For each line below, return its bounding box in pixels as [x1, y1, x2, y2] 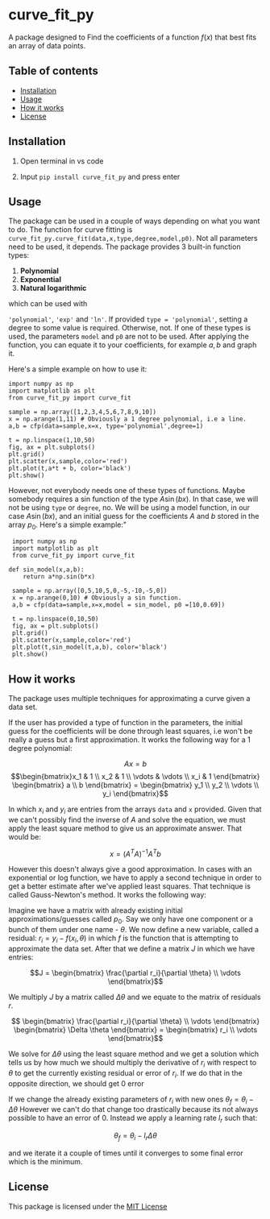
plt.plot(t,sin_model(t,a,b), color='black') [11, 643, 168, 652]
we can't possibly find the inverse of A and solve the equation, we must [8, 815, 246, 824]
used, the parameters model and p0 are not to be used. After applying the [8, 332, 250, 342]
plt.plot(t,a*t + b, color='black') [8, 465, 131, 473]
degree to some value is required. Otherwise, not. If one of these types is [8, 323, 251, 333]
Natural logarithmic [19, 284, 87, 293]
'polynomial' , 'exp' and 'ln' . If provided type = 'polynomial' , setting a [8, 314, 248, 324]
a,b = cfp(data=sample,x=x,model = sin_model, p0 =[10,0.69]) [11, 601, 226, 609]
